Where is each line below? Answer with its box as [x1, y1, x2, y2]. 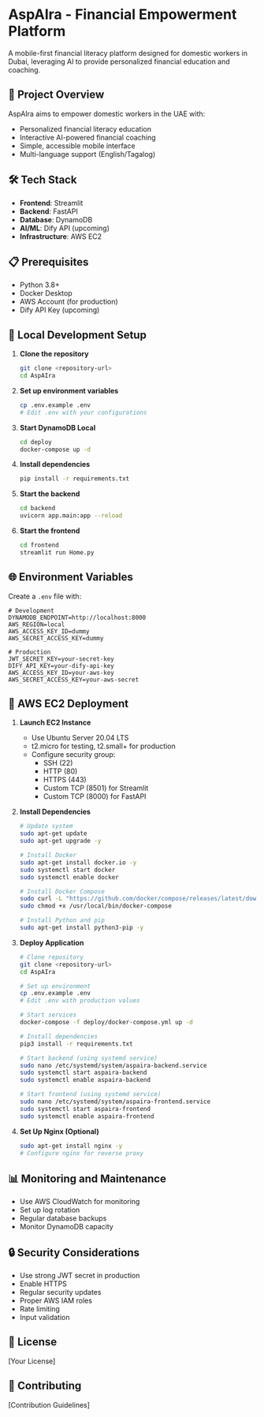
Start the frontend [19, 526, 80, 535]
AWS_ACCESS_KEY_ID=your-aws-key [8, 669, 114, 677]
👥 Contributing [8, 1379, 82, 1393]
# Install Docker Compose [19, 887, 105, 896]
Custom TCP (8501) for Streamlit [43, 783, 149, 793]
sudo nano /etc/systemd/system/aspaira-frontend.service [19, 1098, 211, 1106]
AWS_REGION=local [8, 621, 65, 628]
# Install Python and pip [19, 916, 105, 924]
